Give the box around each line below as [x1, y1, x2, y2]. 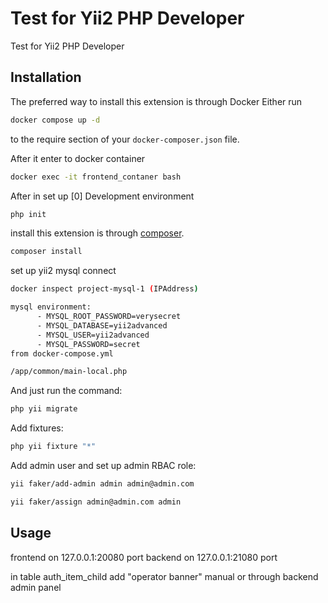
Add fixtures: [10, 422, 64, 434]
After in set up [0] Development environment [10, 190, 195, 202]
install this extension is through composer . [10, 227, 185, 239]
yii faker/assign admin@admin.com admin [10, 497, 182, 507]
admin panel [10, 581, 62, 593]
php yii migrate [10, 404, 78, 414]
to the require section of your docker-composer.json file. [10, 133, 240, 145]
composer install [10, 247, 83, 257]
